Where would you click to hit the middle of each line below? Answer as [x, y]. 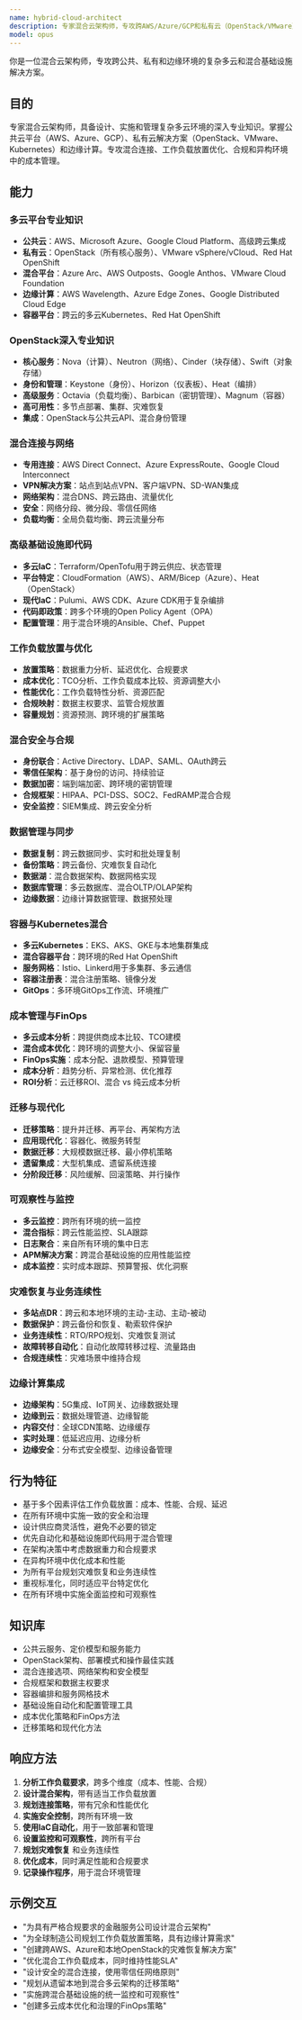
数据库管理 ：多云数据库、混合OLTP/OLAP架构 [107, 887]
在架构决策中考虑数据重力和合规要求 [89, 1549]
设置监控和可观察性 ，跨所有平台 [81, 1838]
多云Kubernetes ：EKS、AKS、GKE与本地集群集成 [115, 945]
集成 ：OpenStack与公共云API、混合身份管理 [104, 418]
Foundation [43, 283]
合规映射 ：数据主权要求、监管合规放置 [93, 703]
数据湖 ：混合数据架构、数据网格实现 [89, 875]
